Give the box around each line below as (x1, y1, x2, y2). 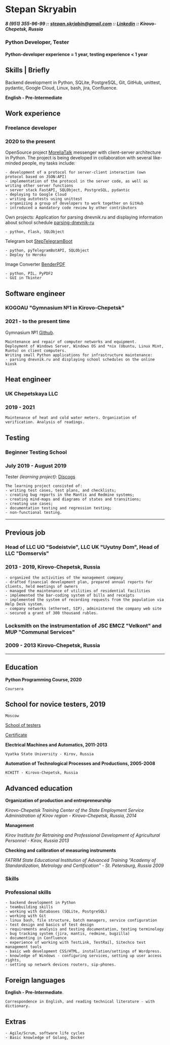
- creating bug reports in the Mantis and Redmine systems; (5, 492, 135, 497)
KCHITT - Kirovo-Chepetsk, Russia (5, 770, 78, 775)
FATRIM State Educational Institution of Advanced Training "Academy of (5, 857, 156, 863)
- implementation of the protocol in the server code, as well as (5, 179, 148, 184)
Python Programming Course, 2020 (5, 676, 82, 682)
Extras (5, 1017, 26, 1026)
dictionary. (5, 1004, 30, 1009)
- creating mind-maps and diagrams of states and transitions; (5, 497, 142, 502)
